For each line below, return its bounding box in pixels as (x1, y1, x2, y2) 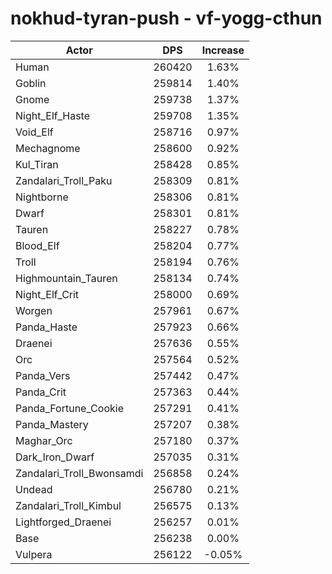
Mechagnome (15, 141, 81, 155)
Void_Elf (15, 125, 54, 139)
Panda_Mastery (15, 417, 89, 431)
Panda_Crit (15, 385, 67, 399)
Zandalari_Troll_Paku (15, 173, 113, 187)
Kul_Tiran (15, 157, 59, 171)
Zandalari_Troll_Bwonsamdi (15, 466, 144, 480)
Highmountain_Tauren (15, 271, 118, 285)
